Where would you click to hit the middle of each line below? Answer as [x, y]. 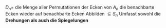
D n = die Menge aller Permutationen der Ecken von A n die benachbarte [80, 8]
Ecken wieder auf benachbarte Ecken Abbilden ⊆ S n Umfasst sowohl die [83, 14]
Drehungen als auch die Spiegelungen [47, 20]
